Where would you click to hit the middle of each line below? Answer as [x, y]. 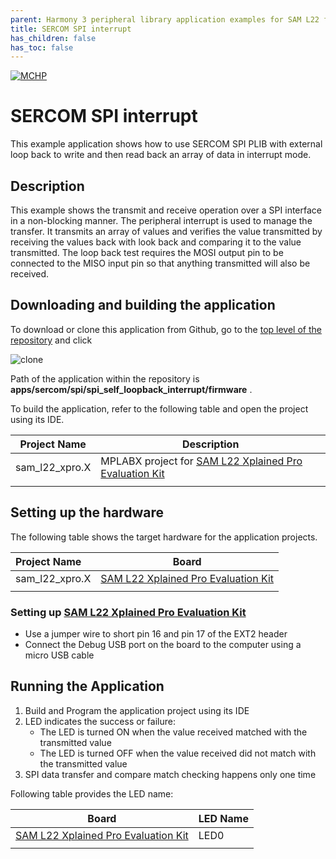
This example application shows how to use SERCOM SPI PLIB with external [166, 144]
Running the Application [87, 686]
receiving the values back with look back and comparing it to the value [156, 242]
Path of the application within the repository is [105, 378]
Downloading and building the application [143, 305]
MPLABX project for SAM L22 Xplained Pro [201, 461]
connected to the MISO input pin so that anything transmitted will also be [160, 263]
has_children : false [53, 38]
